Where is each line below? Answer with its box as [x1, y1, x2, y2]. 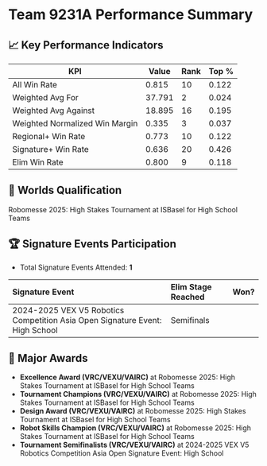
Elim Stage [170, 281, 212, 292]
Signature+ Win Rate [12, 144, 89, 154]
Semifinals [170, 314, 210, 325]
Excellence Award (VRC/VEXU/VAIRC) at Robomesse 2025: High [19, 372, 236, 383]
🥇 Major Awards [8, 351, 88, 365]
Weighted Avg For [12, 92, 79, 103]
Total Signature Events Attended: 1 [19, 262, 133, 272]
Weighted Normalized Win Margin [12, 118, 138, 129]
